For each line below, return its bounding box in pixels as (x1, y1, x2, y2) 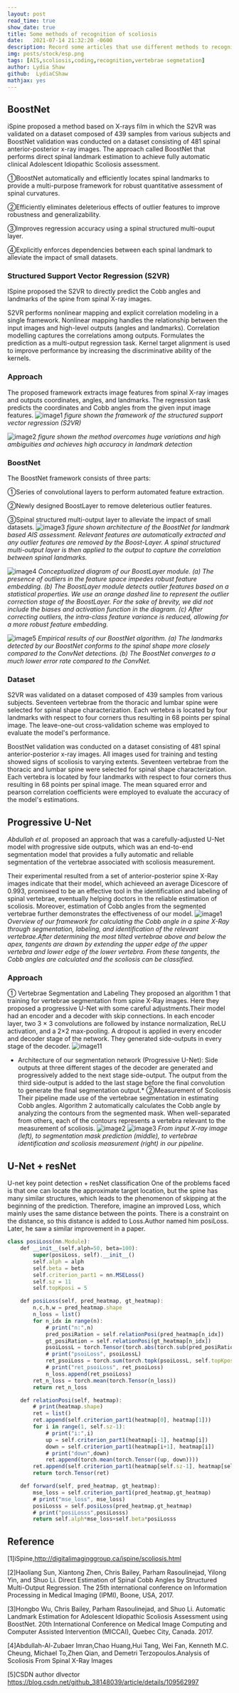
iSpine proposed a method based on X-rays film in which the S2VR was (7, 122, 217, 131)
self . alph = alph (33, 1258, 84, 1265)
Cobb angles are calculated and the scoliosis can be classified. (7, 955, 194, 964)
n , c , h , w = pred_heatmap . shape (33, 1304, 122, 1311)
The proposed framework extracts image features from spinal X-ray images (7, 388, 229, 397)
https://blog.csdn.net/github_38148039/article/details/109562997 (7, 1678, 199, 1687)
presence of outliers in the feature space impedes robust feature (7, 575, 198, 584)
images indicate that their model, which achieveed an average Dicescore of (7, 879, 229, 888)
